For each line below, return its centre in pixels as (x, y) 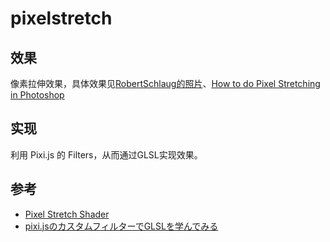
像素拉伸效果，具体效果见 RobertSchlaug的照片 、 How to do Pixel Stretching (165, 83)
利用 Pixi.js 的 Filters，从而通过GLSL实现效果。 (106, 154)
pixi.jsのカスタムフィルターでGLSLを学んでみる (121, 226)
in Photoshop (37, 95)
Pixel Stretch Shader (67, 214)
